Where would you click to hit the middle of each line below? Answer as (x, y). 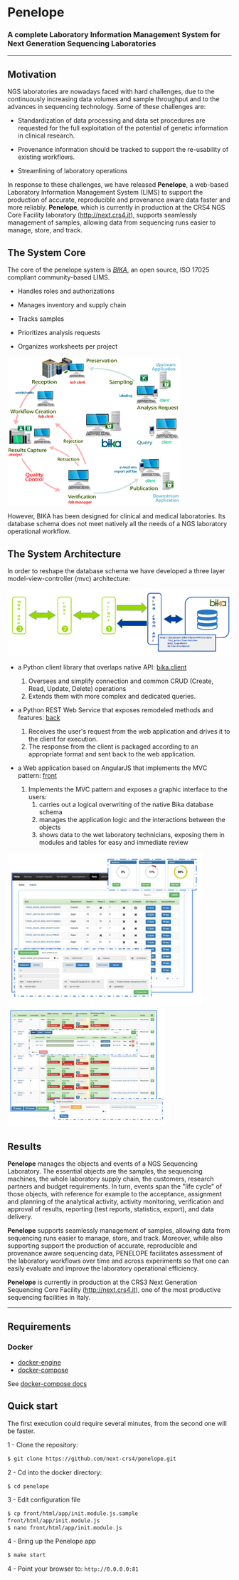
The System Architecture (64, 554)
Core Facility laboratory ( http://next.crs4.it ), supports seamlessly (102, 215)
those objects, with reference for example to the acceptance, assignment (115, 1194)
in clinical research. (46, 135)
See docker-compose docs (47, 1383)
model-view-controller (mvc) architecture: (69, 578)
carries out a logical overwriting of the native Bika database (126, 805)
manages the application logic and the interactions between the (132, 820)
